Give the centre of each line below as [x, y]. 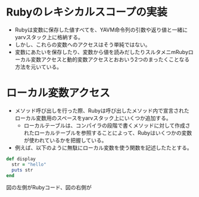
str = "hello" [29, 164]
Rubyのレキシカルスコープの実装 [87, 12]
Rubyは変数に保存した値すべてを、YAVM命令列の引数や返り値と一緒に [101, 30]
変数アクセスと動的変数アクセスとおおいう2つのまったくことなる [110, 59]
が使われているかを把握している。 [65, 140]
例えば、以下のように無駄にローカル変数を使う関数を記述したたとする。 [103, 147]
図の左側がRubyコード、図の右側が [49, 188]
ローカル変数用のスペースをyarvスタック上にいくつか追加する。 [93, 118]
